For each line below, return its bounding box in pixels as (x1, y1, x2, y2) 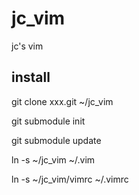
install (11, 69, 51, 86)
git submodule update (11, 134, 102, 146)
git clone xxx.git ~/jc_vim (11, 95, 114, 107)
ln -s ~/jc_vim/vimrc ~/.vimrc (11, 173, 129, 185)
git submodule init (11, 115, 86, 127)
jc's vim (11, 40, 44, 52)
